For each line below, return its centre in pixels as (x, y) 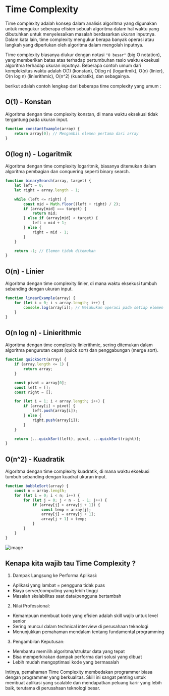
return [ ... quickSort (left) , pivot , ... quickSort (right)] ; (78, 439)
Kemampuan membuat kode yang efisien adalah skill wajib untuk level (85, 616)
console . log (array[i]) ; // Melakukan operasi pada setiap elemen (94, 307)
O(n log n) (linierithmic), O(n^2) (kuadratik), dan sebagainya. (68, 76)
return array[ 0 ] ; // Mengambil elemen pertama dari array (76, 133)
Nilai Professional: (31, 606)
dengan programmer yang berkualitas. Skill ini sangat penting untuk (76, 677)
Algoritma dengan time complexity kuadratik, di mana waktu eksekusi (77, 471)
